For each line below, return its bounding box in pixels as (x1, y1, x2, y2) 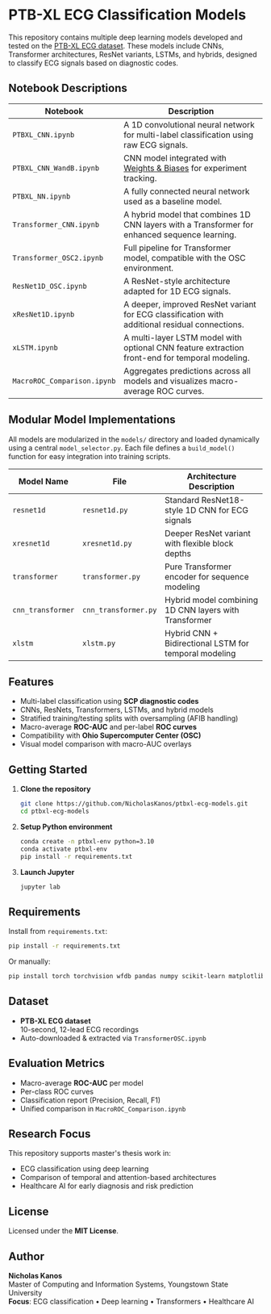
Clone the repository (19, 785, 91, 794)
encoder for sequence (165, 571, 249, 582)
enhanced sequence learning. (123, 228, 236, 240)
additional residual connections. (123, 319, 244, 330)
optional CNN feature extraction (123, 341, 244, 353)
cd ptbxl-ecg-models (19, 807, 90, 816)
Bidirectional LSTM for (165, 638, 250, 649)
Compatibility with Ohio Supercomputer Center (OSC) (19, 730, 202, 740)
